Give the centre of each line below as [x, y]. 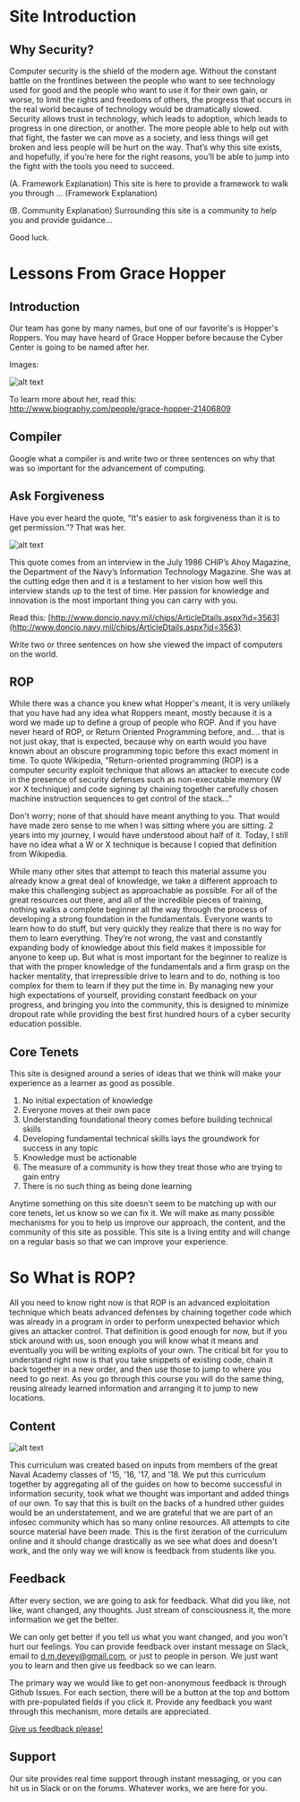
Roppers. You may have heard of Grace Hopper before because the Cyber [146, 337]
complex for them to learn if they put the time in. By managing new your [142, 986]
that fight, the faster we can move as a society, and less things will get [139, 138]
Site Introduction [73, 17]
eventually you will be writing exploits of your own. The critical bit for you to [149, 1350]
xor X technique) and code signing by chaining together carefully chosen [144, 789]
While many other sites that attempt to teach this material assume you [138, 872]
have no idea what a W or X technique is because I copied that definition [143, 845]
